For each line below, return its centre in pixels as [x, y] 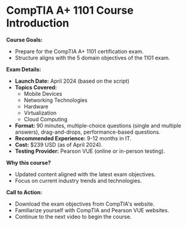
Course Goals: [25, 40]
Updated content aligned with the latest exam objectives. [85, 174]
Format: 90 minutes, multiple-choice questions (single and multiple [98, 125]
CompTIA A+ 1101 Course [70, 10]
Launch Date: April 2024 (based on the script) [72, 81]
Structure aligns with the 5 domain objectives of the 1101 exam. [92, 58]
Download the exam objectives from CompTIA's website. [85, 204]
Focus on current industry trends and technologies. [78, 180]
